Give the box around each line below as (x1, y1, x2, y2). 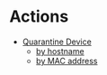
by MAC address (35, 55, 98, 66)
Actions (9, 6, 69, 27)
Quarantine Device (22, 36, 92, 47)
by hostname (35, 45, 85, 56)
